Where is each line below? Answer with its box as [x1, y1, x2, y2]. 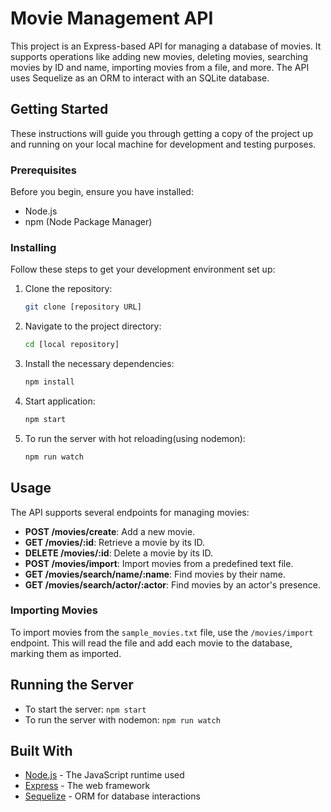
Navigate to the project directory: [24, 320, 162, 332]
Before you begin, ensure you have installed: [10, 186, 194, 198]
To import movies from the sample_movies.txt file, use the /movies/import [10, 626, 314, 638]
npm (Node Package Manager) [24, 216, 153, 228]
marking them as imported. [10, 647, 122, 659]
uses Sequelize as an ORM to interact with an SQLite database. [10, 72, 270, 84]
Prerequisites [10, 163, 77, 177]
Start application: [24, 395, 96, 407]
